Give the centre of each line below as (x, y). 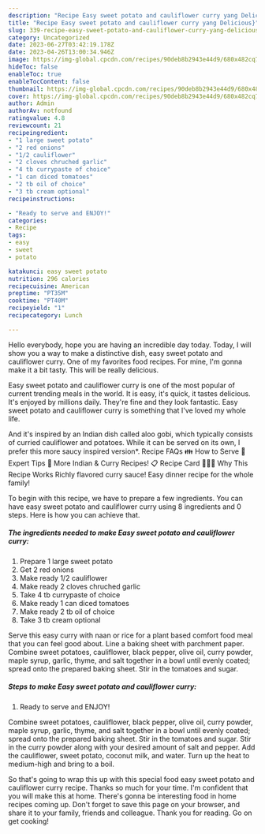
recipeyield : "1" (37, 309)
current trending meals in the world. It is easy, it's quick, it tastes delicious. (129, 393)
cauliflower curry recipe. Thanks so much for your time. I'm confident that (128, 787)
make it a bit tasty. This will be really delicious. (84, 370)
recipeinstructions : (42, 199)
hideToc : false (33, 67)
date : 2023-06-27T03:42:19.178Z (61, 45)
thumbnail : (26, 89)
